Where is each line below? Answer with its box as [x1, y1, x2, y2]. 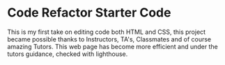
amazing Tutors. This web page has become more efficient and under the [7, 42, 218, 50]
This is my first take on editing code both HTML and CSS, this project [7, 28, 206, 36]
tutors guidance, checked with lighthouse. [7, 50, 128, 58]
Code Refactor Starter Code [7, 5, 171, 21]
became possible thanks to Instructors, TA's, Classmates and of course [7, 35, 212, 43]
